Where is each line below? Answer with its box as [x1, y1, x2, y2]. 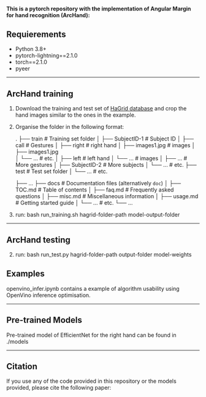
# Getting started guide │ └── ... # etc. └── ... [15, 199, 133, 207]
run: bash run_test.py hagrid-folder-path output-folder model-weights [15, 251, 192, 258]
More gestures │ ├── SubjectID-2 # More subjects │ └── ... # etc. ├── [15, 161, 197, 169]
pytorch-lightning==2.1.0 [15, 52, 78, 60]
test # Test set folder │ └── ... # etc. [15, 168, 108, 175]
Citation [6, 361, 38, 372]
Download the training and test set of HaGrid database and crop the [15, 105, 187, 112]
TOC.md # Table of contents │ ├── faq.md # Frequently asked [15, 186, 174, 193]
